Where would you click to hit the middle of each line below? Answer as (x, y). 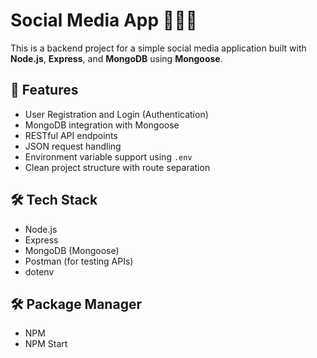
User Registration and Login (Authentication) (116, 114)
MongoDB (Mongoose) (72, 250)
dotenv (39, 271)
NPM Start (46, 344)
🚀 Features (44, 90)
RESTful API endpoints (71, 135)
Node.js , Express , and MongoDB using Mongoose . (116, 58)
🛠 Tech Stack (54, 200)
